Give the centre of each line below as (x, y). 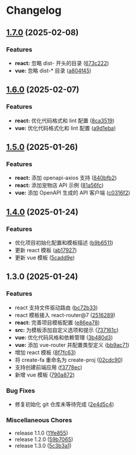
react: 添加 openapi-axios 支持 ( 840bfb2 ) (66, 178)
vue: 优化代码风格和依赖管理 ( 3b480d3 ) (64, 337)
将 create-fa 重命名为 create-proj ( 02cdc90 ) (69, 359)
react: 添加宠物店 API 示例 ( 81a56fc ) (59, 185)
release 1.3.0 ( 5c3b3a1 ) (43, 446)
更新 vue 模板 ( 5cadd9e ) (45, 257)
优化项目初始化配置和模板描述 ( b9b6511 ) (64, 242)
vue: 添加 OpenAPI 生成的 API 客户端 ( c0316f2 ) (72, 193)
